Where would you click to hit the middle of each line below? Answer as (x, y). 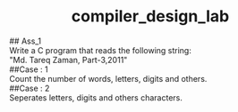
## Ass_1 (25, 41)
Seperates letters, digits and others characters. (96, 97)
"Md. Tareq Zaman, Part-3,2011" (68, 60)
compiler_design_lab (150, 16)
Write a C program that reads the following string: (101, 50)
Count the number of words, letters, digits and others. (108, 78)
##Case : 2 (30, 88)
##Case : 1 (29, 69)
